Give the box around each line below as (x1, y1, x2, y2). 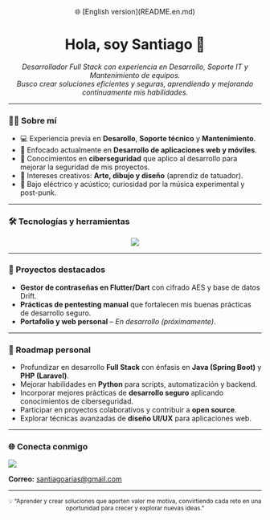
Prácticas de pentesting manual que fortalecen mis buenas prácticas (19, 299, 252, 309)
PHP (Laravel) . (19, 371, 70, 380)
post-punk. (19, 188, 57, 197)
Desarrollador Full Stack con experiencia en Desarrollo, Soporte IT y (21, 62, 249, 71)
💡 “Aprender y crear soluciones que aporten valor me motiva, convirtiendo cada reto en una (8, 498, 262, 506)
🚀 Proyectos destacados (8, 264, 106, 275)
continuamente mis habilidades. (81, 87, 189, 97)
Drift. (19, 290, 38, 300)
